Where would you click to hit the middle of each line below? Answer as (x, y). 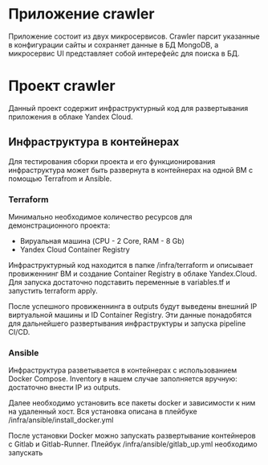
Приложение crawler (81, 14)
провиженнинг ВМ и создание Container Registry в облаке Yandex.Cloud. (133, 274)
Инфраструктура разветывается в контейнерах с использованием (123, 370)
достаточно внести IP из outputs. (65, 388)
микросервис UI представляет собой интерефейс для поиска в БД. (124, 53)
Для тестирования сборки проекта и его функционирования (112, 161)
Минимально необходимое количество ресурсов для (100, 216)
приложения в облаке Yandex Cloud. (71, 117)
